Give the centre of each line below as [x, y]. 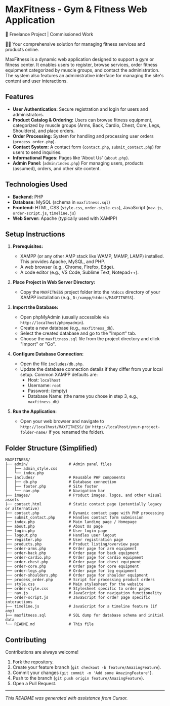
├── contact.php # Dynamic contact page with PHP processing [85, 513]
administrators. [28, 114]
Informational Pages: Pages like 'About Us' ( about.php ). [71, 157]
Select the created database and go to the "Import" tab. [78, 333]
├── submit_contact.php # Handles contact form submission [74, 518]
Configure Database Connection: [48, 354]
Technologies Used [36, 185]
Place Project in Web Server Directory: [54, 282]
